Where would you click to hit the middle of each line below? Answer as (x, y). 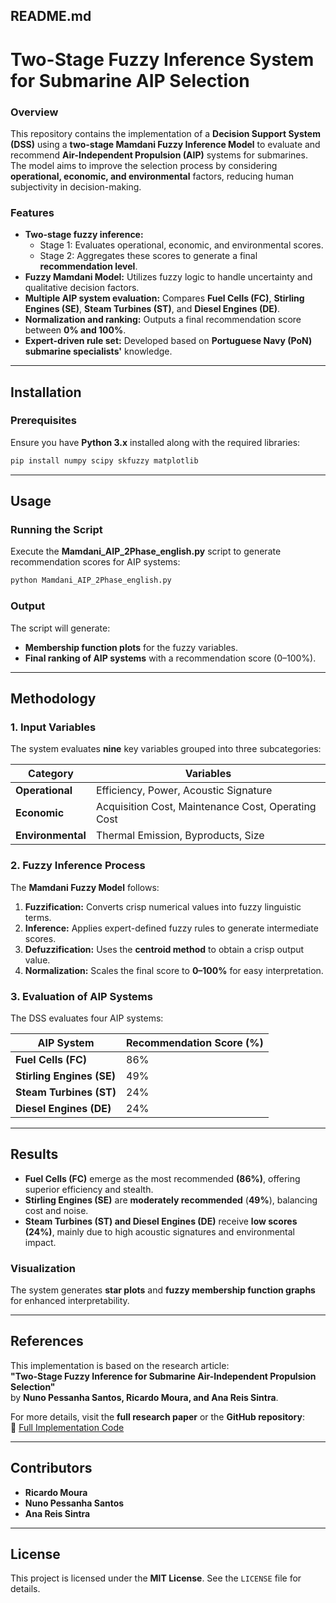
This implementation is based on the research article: (120, 1365)
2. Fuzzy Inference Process (78, 866)
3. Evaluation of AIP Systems (81, 996)
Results (34, 1154)
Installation (46, 392)
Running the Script (56, 530)
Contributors (51, 1468)
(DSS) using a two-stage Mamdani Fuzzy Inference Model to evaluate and (165, 144)
